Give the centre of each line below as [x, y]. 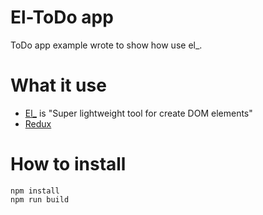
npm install [35, 191]
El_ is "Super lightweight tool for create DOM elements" [138, 113]
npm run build [40, 199]
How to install [68, 164]
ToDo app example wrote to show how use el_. [106, 45]
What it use [58, 85]
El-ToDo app [62, 17]
